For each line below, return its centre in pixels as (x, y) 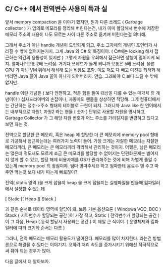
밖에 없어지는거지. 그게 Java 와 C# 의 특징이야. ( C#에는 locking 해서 (86, 51)
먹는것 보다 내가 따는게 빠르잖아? (46, 172)
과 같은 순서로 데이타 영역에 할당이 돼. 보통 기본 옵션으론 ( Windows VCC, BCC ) (83, 209)
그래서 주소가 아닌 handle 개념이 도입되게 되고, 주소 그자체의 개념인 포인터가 (79, 45)
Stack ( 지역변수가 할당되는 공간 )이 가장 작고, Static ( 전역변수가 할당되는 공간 (81, 215)
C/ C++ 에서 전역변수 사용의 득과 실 (56, 9)
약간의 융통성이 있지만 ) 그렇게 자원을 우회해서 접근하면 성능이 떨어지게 (86, 57)
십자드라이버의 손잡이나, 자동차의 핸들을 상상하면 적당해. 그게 (80, 99)
